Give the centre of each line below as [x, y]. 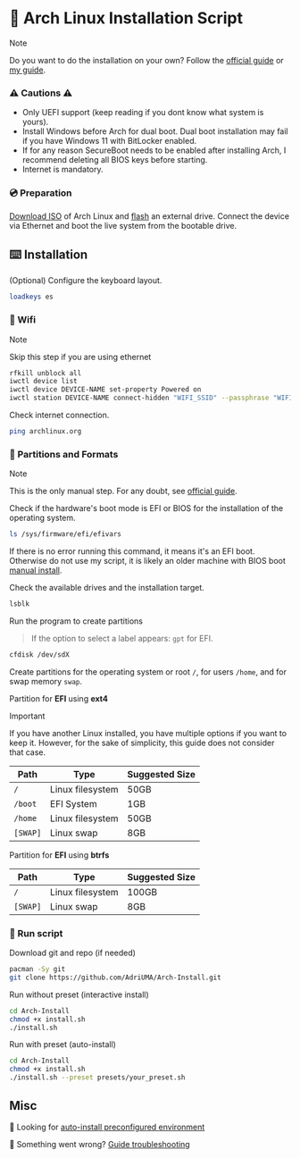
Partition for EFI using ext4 [59, 698]
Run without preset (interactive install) [79, 994]
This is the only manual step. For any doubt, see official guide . [124, 491]
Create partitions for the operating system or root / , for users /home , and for [148, 671]
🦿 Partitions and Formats [64, 454]
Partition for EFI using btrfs [59, 855]
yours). [35, 122]
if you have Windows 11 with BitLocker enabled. [109, 141]
